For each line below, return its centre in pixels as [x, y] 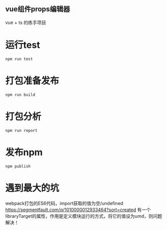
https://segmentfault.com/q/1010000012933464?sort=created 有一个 [78, 210]
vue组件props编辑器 [38, 9]
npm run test [19, 59]
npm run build [20, 95]
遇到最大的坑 [32, 188]
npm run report [21, 130]
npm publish [18, 166]
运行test [23, 45]
